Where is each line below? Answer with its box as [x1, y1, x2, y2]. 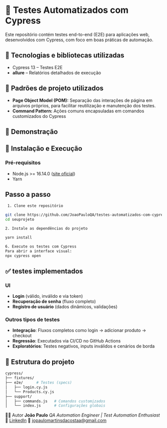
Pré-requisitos [5, 159, 41, 166]
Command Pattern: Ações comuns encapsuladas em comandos [12, 108, 145, 114]
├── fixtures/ [5, 375, 35, 381]
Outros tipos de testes [5, 316, 60, 323]
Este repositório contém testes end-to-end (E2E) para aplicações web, [5, 31, 150, 37]
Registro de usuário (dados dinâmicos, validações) [12, 304, 118, 310]
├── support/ [5, 394, 32, 399]
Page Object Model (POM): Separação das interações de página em [12, 97, 153, 103]
